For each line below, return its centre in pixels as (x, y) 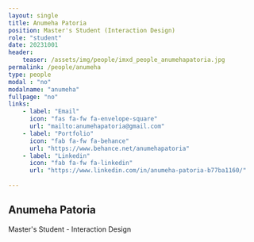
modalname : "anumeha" (44, 89)
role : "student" (35, 38)
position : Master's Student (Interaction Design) (92, 30)
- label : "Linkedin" (56, 156)
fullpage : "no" (33, 97)
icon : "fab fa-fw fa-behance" (79, 141)
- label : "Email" (51, 112)
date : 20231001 (33, 45)
